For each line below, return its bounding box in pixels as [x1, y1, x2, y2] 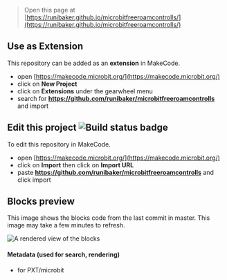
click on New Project [17, 80, 78, 88]
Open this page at [24, 6, 75, 14]
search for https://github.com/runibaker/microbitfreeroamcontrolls [17, 94, 215, 102]
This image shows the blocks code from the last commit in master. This [7, 214, 210, 222]
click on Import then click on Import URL [17, 160, 134, 169]
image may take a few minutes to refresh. [7, 221, 125, 230]
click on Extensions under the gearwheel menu [17, 86, 154, 95]
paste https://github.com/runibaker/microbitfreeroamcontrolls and [17, 168, 215, 176]
